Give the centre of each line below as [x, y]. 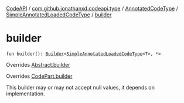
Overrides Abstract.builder [38, 64]
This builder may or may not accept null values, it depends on [81, 87]
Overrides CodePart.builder [39, 76]
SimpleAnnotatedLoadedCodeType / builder [59, 15]
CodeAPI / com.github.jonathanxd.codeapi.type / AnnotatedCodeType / [92, 8]
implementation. [25, 94]
